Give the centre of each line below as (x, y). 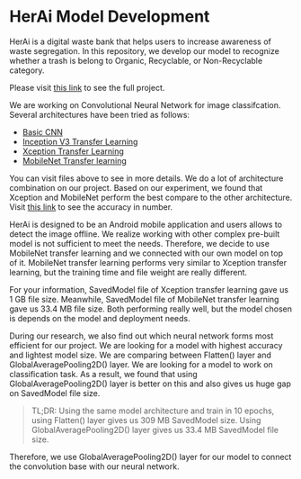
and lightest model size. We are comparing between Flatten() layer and (141, 355)
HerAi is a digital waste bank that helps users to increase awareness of (140, 41)
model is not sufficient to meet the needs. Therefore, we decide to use (139, 243)
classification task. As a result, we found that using (103, 374)
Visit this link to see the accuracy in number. (91, 207)
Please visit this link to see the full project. (87, 87)
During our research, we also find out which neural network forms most (142, 336)
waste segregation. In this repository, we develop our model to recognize (145, 50)
